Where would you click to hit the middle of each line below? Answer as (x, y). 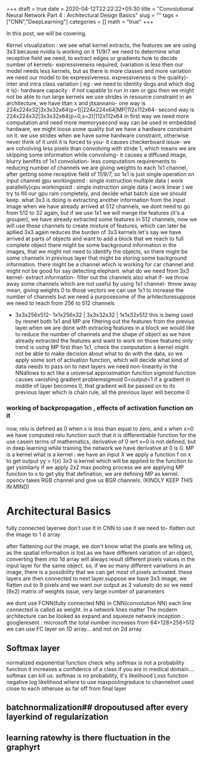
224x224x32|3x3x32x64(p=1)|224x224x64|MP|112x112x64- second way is (100, 110)
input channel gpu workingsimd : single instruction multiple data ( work (95, 181)
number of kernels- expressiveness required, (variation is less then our (95, 64)
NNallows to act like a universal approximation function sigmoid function (105, 373)
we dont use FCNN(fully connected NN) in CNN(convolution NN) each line (99, 603)
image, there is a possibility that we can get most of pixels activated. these (99, 572)
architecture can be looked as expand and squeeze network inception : (95, 616)
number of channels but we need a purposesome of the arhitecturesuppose (101, 296)
